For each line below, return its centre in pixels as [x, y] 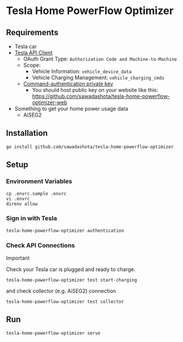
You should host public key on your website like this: [95, 90]
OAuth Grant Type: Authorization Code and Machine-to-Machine [100, 59]
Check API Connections [40, 245]
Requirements [32, 33]
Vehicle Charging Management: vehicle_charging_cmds [98, 78]
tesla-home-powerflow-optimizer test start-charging [72, 280]
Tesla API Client [33, 53]
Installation [27, 133]
